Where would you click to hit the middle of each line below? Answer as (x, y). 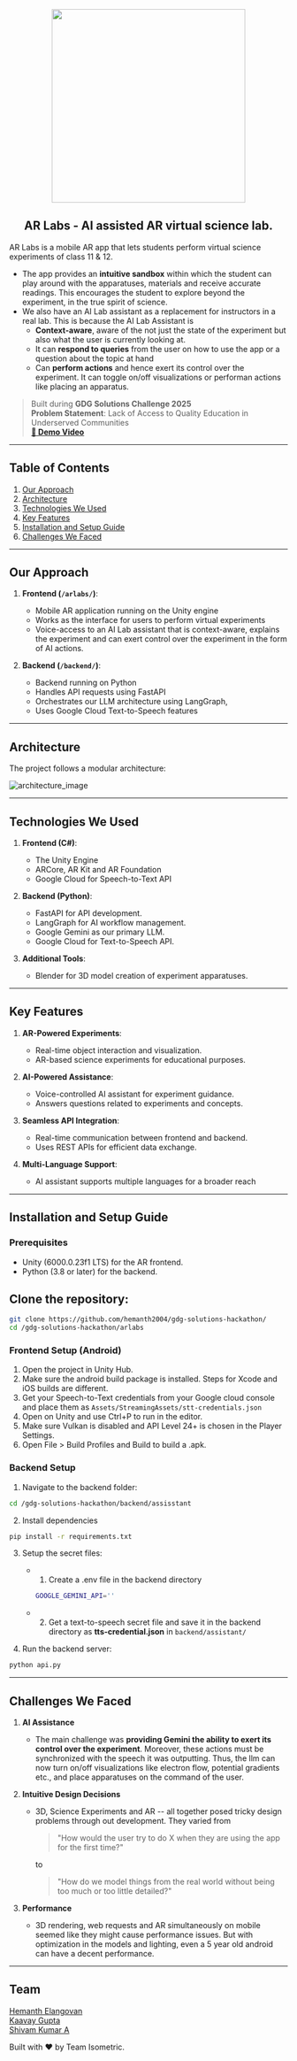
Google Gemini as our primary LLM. (100, 932)
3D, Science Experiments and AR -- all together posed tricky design (159, 1811)
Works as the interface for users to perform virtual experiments (150, 620)
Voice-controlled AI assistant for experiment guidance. (134, 1094)
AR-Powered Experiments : (72, 1033)
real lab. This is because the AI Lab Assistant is (108, 320)
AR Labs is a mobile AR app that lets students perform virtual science (135, 247)
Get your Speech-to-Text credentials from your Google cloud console (148, 1398)
